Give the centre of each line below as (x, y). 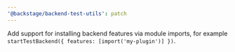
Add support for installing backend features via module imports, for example (117, 33)
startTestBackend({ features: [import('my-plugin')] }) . (92, 41)
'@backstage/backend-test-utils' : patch (67, 14)
